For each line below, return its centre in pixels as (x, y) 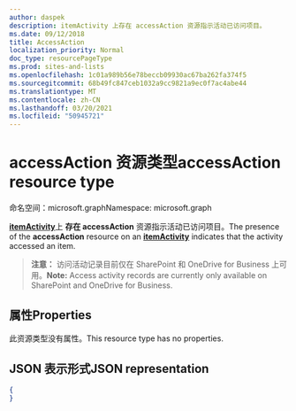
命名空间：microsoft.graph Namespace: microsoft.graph (110, 208)
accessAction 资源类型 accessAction (145, 163)
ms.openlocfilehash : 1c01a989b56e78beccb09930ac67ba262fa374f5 (128, 75)
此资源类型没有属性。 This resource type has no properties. (116, 338)
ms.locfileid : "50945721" (57, 116)
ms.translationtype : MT (53, 91)
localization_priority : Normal (67, 50)
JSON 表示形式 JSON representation (109, 369)
